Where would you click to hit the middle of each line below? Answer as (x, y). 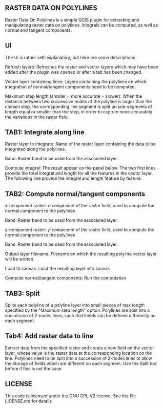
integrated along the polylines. (36, 149)
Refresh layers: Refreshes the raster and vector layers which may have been (82, 67)
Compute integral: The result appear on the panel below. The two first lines (81, 168)
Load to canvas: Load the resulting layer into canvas (58, 269)
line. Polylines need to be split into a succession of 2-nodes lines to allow (79, 358)
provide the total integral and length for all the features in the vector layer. (79, 173)
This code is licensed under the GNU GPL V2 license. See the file (71, 396)
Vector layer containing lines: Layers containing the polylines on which (76, 81)
